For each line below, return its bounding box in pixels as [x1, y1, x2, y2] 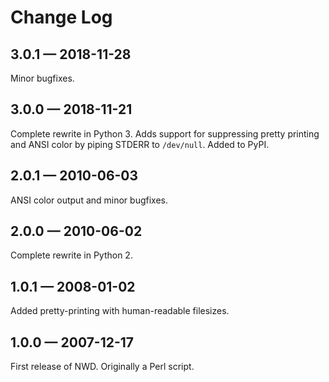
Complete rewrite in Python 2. [10, 249, 133, 261]
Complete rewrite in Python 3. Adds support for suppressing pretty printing [10, 127, 320, 140]
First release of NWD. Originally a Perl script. [10, 361, 195, 373]
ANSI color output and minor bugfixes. [10, 194, 168, 206]
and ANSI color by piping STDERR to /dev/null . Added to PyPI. [10, 138, 270, 150]
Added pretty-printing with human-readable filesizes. [10, 305, 230, 317]
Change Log [10, 6, 113, 29]
